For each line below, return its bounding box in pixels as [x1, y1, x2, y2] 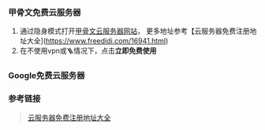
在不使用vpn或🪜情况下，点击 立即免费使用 [19, 46, 157, 56]
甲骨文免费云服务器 [8, 6, 81, 17]
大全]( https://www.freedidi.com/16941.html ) [26, 36, 169, 46]
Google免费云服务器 [8, 70, 85, 81]
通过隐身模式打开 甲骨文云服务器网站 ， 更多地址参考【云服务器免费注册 [19, 26, 250, 36]
